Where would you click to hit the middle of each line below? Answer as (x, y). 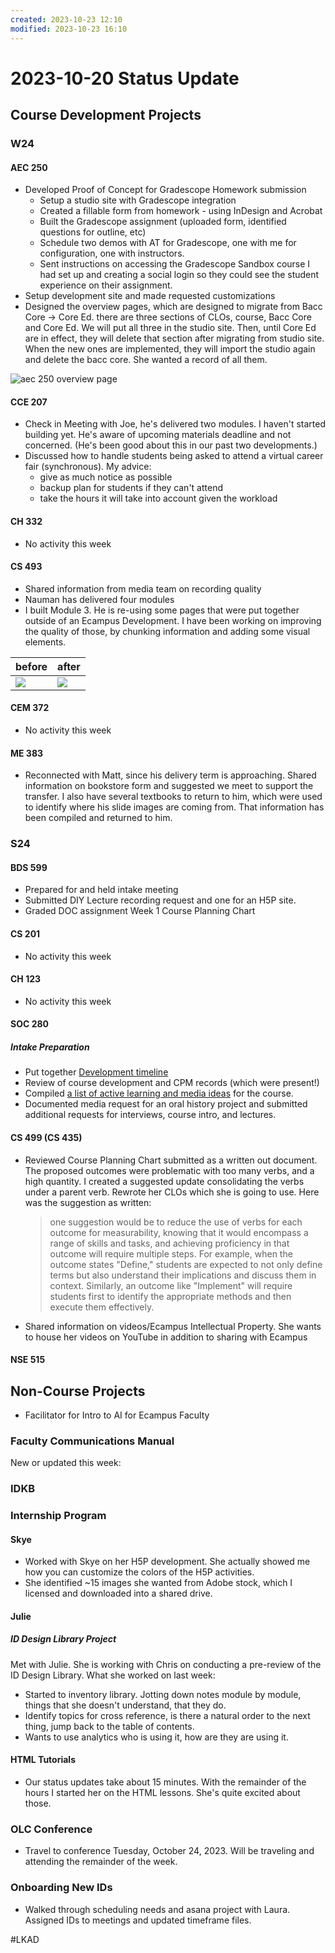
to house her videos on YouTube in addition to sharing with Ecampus (166, 1337)
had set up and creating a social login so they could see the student (179, 275)
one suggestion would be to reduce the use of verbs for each (176, 1222)
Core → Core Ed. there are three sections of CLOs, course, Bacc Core (168, 317)
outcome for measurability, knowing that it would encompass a (179, 1232)
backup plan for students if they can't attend (131, 488)
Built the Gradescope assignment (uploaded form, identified (163, 222)
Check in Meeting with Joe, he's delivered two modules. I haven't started (175, 424)
